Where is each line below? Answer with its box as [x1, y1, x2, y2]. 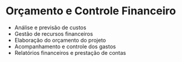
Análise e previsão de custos [14, 24, 86, 31]
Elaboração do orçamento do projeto [14, 36, 106, 44]
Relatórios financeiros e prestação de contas [14, 49, 126, 56]
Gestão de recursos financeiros [14, 30, 93, 37]
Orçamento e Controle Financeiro [5, 4, 177, 18]
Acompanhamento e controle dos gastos [14, 43, 116, 50]
